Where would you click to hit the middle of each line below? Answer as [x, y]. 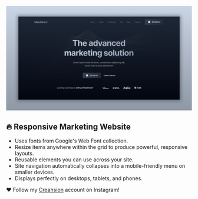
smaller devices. [34, 172]
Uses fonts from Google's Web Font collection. [71, 141]
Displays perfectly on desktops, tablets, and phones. [78, 178]
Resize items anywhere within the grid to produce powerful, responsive [101, 147]
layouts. [24, 154]
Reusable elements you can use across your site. [74, 160]
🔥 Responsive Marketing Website [69, 127]
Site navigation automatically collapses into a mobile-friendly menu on [100, 166]
